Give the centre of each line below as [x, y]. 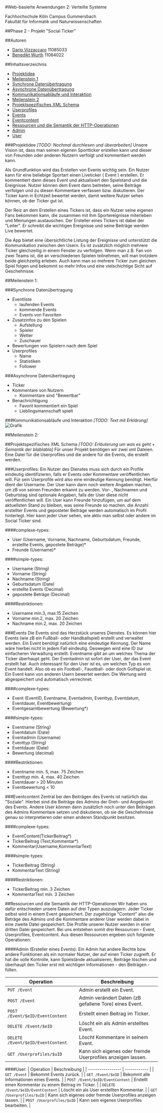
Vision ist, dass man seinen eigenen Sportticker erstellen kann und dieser [78, 150]
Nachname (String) [31, 579]
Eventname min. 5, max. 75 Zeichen [48, 772]
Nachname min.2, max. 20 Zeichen [47, 623]
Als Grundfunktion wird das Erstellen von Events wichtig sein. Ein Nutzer [77, 170]
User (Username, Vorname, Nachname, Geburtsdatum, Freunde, [76, 540]
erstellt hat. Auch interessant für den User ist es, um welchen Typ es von [78, 664]
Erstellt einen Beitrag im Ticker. [114, 1014]
